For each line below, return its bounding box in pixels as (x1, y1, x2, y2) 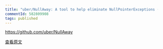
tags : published (5, 16, 38, 21)
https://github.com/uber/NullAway (5, 29, 73, 35)
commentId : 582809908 (5, 12, 49, 16)
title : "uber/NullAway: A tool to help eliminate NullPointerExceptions (5, 7, 155, 12)
